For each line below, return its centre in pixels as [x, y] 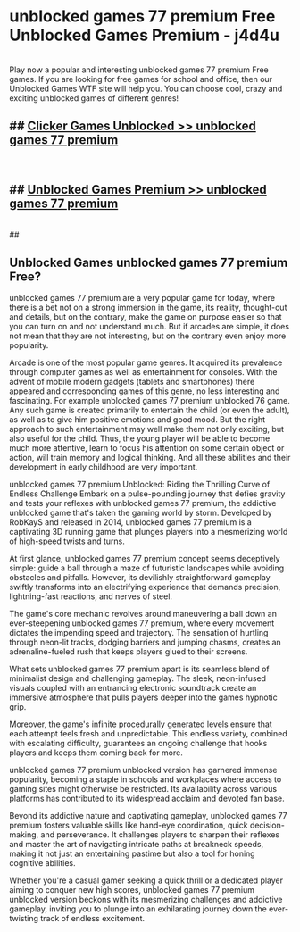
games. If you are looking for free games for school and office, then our [141, 79]
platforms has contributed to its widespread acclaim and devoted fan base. [147, 799]
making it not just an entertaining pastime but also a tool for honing [133, 853]
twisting [24, 919]
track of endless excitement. [92, 919]
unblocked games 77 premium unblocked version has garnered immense [143, 770]
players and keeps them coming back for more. [96, 753]
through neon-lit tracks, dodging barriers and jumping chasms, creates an [145, 642]
